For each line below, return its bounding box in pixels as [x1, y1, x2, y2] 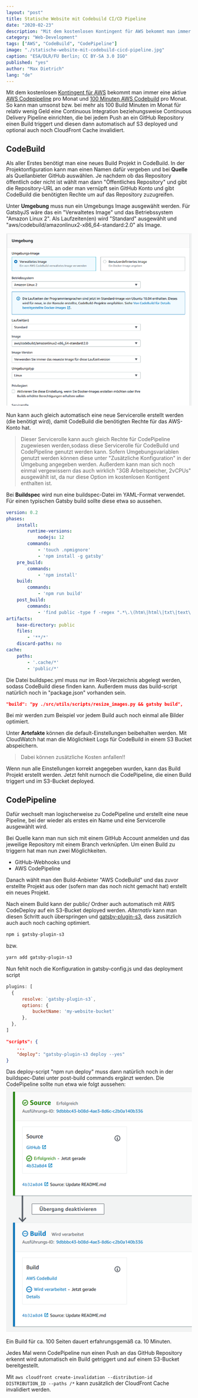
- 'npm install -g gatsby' [37, 553, 104, 559]
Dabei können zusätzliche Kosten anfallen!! [20, 754, 126, 761]
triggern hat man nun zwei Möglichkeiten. [6, 847, 107, 854]
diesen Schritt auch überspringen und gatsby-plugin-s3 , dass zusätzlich [6, 913, 181, 920]
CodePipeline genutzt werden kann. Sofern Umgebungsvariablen [20, 448, 179, 455]
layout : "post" [6, 9, 44, 15]
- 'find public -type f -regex [37, 609, 115, 615]
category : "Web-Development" [6, 34, 78, 41]
